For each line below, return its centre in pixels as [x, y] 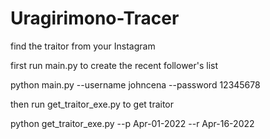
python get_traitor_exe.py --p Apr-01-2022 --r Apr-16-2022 [132, 123]
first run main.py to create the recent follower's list [114, 65]
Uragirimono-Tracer [95, 18]
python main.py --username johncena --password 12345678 [135, 84]
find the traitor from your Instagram [83, 46]
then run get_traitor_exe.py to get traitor [92, 104]
